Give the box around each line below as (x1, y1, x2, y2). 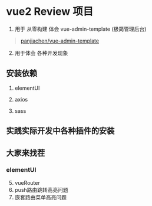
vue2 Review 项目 (6, 5, 94, 18)
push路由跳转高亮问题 (14, 186, 69, 193)
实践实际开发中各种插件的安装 (6, 126, 115, 136)
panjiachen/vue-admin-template (20, 37, 99, 44)
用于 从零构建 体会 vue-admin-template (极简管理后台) (14, 25, 147, 32)
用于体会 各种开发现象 (14, 49, 68, 56)
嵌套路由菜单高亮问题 (14, 194, 67, 201)
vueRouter (14, 179, 40, 186)
